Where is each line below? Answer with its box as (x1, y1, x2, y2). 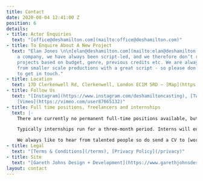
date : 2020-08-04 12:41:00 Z (6, 14, 80, 21)
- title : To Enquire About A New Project (6, 43, 112, 49)
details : (6, 25, 28, 32)
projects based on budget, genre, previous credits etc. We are (17, 59, 182, 65)
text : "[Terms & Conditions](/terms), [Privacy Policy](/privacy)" (11, 148, 185, 154)
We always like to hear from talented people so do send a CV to (17, 137, 185, 144)
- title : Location (6, 76, 53, 82)
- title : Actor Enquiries (6, 31, 71, 37)
